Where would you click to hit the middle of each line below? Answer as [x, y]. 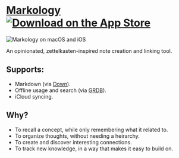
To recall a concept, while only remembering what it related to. [91, 129]
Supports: [25, 70]
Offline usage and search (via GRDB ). [61, 90]
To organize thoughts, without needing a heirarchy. [77, 136]
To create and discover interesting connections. [73, 142]
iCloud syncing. [34, 96]
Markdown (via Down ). [43, 84]
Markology [34, 10]
